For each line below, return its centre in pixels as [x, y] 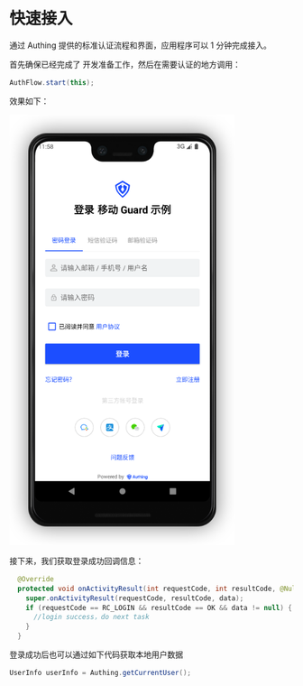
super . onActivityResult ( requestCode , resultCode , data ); [135, 598]
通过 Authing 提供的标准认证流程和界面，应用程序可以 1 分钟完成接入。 [141, 45]
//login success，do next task [92, 617]
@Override [36, 579]
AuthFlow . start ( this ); [52, 82]
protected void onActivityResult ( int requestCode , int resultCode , [147, 589]
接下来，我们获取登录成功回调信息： [77, 561]
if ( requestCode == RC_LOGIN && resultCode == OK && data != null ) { [159, 607]
